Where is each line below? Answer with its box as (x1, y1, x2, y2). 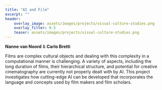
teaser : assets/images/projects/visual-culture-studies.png (14, 30, 139, 35)
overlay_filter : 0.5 (14, 26, 56, 30)
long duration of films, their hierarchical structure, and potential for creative (5, 63, 158, 69)
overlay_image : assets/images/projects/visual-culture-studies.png (14, 21, 155, 26)
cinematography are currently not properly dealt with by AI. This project (5, 69, 150, 74)
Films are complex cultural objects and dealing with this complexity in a (5, 53, 149, 59)
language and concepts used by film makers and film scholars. (5, 79, 132, 85)
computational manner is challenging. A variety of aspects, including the (5, 59, 152, 64)
